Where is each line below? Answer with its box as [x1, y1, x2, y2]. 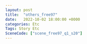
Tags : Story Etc [5, 26, 39, 31]
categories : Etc [5, 21, 39, 27]
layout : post [5, 7, 33, 13]
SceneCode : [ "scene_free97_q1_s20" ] [5, 31, 82, 36]
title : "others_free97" [5, 12, 58, 17]
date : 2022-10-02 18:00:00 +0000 [5, 17, 80, 22]
